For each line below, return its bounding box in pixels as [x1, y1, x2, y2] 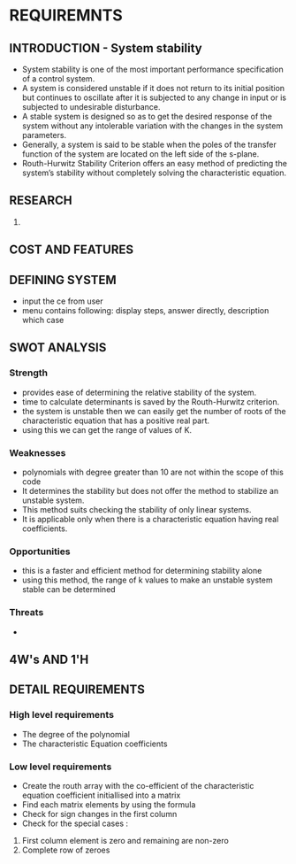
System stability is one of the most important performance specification [21, 64, 285, 74]
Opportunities [9, 545, 71, 558]
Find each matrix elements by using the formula [21, 798, 196, 810]
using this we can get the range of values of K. [21, 424, 193, 435]
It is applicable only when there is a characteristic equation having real [21, 514, 279, 524]
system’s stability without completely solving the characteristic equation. [21, 167, 287, 178]
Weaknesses [9, 446, 66, 459]
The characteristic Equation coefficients [21, 738, 168, 749]
